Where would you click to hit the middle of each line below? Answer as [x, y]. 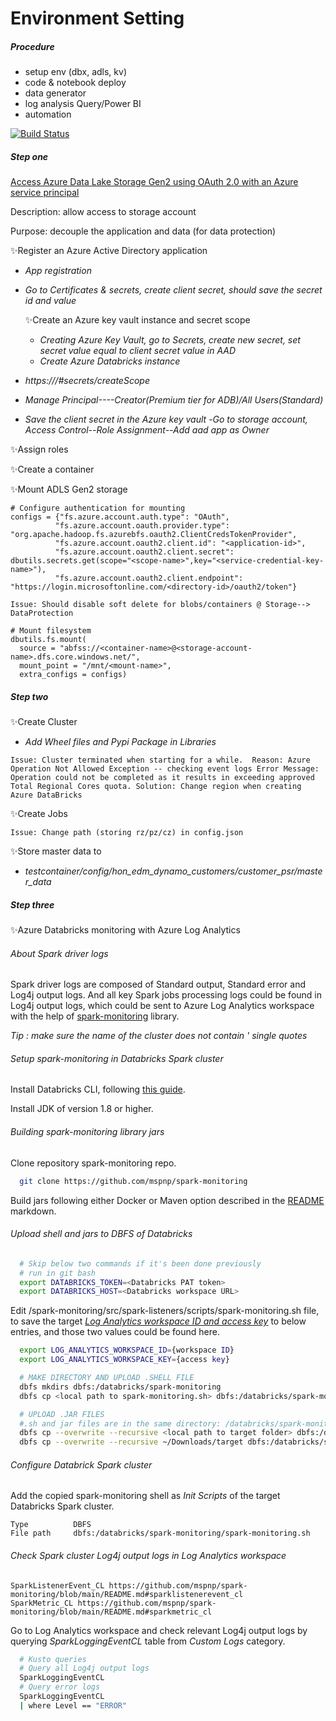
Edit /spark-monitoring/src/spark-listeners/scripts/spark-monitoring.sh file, [165, 1311]
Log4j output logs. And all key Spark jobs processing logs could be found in [166, 995]
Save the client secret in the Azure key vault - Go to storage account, [166, 419]
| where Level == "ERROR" [73, 1705]
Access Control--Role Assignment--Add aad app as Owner [147, 430]
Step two [29, 696]
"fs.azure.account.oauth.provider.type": [142, 526]
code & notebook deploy [75, 83]
